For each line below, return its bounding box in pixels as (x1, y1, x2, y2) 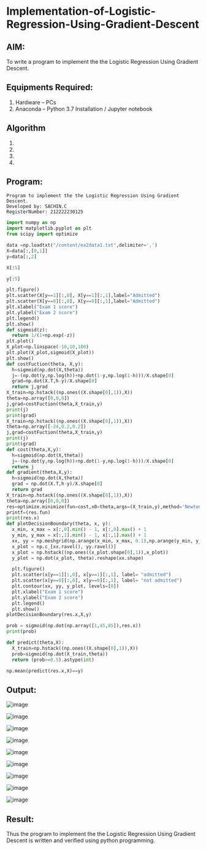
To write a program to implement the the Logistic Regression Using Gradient (6, 58, 199, 65)
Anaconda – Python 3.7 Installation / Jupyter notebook (15, 105, 153, 112)
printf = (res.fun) (6, 509, 51, 516)
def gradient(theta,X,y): (6, 469, 72, 476)
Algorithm (6, 123, 46, 133)
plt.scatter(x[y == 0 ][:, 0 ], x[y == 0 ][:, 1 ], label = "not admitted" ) (12, 578, 183, 584)
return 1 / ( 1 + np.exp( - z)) (12, 333, 75, 339)
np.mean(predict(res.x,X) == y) (6, 668, 84, 674)
